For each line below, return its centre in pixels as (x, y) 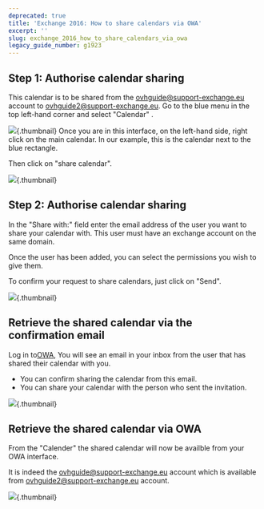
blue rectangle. (33, 147)
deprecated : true (37, 16)
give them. (26, 265)
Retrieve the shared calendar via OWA (105, 428)
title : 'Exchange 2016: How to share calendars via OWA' (105, 23)
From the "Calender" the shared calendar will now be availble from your (126, 448)
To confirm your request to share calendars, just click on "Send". (115, 281)
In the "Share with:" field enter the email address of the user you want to (128, 224)
